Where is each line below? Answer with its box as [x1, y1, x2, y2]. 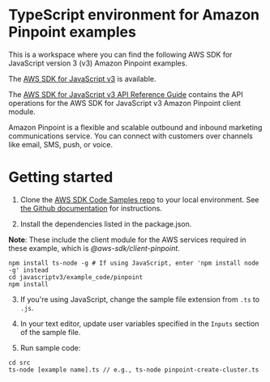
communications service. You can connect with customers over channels [8, 131, 253, 141]
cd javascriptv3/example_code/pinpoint [8, 273, 144, 281]
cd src [8, 359, 31, 367]
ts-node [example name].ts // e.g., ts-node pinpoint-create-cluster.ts [8, 366, 259, 374]
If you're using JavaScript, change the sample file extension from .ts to [19, 294, 260, 304]
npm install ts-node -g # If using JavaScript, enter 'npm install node [8, 259, 259, 267]
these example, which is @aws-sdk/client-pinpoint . [8, 243, 180, 253]
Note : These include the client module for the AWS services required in [8, 235, 246, 244]
